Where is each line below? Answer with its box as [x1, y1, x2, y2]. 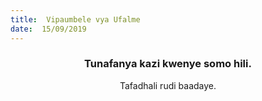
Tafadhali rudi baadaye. [119, 79, 217, 91]
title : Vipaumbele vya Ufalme [10, 14, 141, 25]
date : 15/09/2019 [10, 24, 87, 34]
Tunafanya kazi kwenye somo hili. [84, 57, 252, 71]
